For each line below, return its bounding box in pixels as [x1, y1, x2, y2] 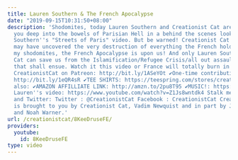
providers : [7, 122, 40, 130]
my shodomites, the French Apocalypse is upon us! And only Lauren [13, 50, 217, 57]
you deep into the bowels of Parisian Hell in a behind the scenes [13, 30, 217, 38]
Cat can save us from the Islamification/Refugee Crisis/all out [13, 57, 211, 64]
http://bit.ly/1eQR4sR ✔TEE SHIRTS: [13, 76, 122, 84]
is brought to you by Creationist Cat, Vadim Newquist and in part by [13, 103, 227, 110]
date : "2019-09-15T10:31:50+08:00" [7, 17, 113, 24]
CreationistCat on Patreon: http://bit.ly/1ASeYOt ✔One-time [13, 69, 198, 76]
